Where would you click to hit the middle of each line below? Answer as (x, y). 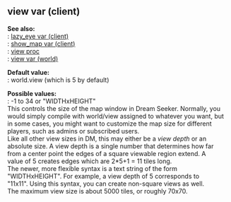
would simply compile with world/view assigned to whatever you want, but (116, 116)
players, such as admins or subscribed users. (73, 131)
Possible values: (32, 93)
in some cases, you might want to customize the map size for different (109, 124)
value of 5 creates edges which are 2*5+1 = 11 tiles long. (90, 161)
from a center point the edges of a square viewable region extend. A (107, 153)
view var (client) (44, 12)
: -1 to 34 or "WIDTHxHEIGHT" (52, 101)
